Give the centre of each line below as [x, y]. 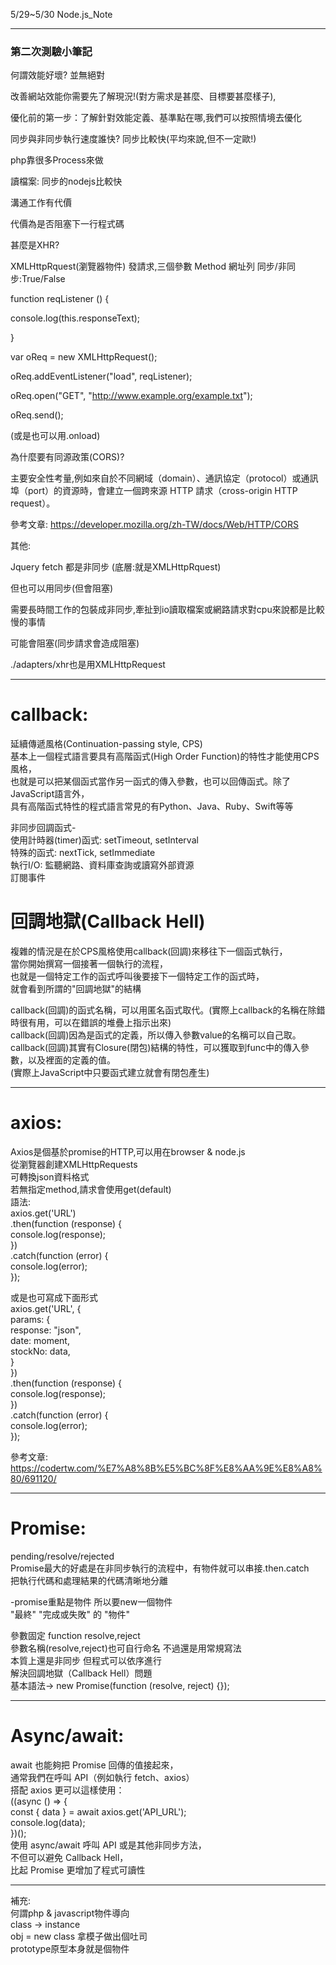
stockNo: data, [40, 1351]
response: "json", [46, 1330]
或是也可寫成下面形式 [54, 1298]
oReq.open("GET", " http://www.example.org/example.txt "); [131, 396]
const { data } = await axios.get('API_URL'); [98, 1811]
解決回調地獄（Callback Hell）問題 [81, 1673]
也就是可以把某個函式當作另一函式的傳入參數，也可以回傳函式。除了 [150, 781]
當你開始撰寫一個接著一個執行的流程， [89, 964]
